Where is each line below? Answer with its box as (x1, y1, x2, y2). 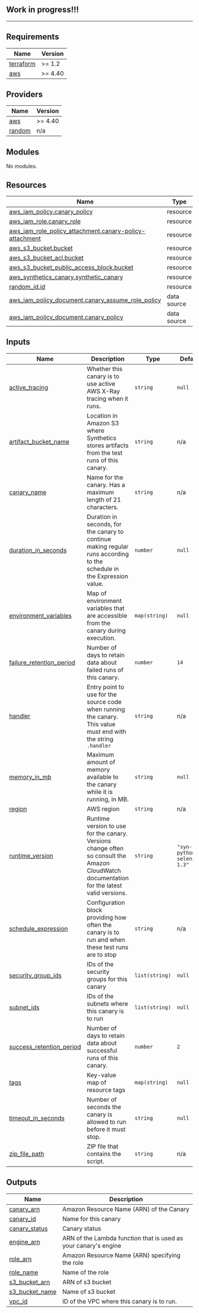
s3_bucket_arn (9, 1278, 50, 1286)
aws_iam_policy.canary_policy (9, 208, 93, 216)
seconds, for (86, 520, 122, 528)
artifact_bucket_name (9, 437, 70, 445)
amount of (86, 758, 115, 766)
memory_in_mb (9, 772, 52, 781)
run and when (86, 935, 126, 944)
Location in (86, 412, 118, 420)
